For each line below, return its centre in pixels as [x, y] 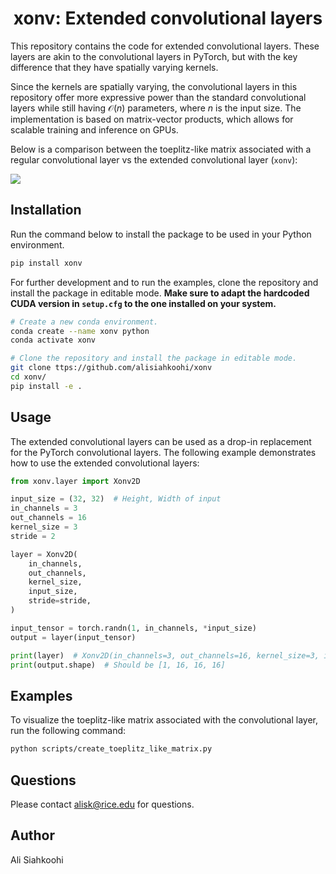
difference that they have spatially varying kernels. [114, 67]
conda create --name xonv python [80, 331]
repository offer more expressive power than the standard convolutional [158, 97]
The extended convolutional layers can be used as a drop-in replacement [161, 441]
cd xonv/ [28, 377]
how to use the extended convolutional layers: [105, 463]
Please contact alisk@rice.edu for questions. [102, 804]
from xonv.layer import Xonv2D [75, 481]
